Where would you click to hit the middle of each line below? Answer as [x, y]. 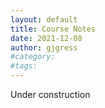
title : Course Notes [53, 29]
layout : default [44, 19]
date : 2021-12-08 [46, 38]
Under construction [50, 94]
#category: [33, 57]
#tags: [24, 66]
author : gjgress [44, 47]
